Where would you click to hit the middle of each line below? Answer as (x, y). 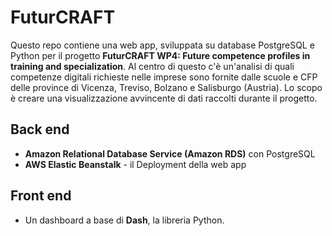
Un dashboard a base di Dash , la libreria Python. (124, 220)
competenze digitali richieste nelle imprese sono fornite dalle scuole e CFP (164, 77)
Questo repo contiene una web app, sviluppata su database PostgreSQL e (162, 45)
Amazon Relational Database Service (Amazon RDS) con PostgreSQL (170, 153)
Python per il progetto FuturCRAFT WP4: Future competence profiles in (160, 55)
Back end (40, 129)
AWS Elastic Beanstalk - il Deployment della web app (135, 164)
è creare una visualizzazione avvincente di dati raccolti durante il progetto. (164, 98)
